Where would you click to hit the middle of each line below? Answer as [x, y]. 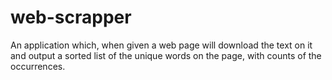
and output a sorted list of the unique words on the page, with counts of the [166, 55]
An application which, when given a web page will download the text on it [161, 45]
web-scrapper [71, 17]
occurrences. [38, 66]
